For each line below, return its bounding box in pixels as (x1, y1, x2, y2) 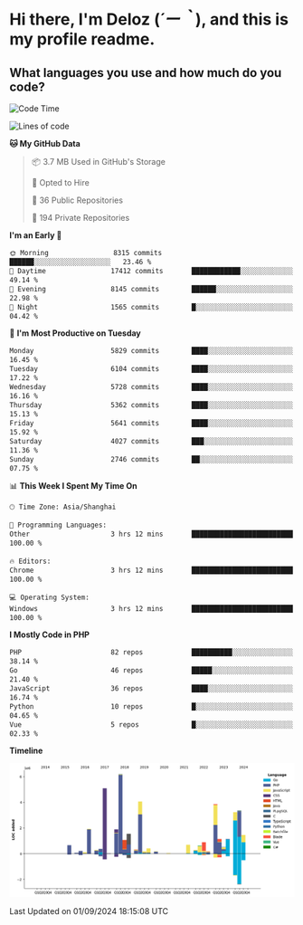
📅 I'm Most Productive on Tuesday (9, 328, 142, 339)
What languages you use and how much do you (9, 65, 282, 81)
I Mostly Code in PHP (9, 629, 90, 640)
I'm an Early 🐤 (9, 230, 62, 241)
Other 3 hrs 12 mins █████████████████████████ (9, 529, 294, 539)
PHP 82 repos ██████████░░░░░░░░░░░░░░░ (9, 648, 294, 657)
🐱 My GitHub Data (9, 138, 81, 148)
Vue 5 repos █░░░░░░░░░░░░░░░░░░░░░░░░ (9, 720, 294, 730)
